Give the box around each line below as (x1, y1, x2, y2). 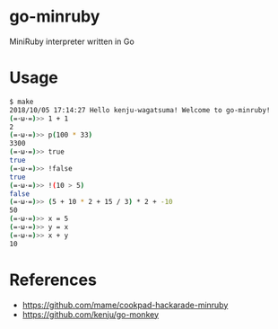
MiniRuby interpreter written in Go (9, 36, 135, 47)
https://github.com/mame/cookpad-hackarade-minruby (22, 299, 229, 310)
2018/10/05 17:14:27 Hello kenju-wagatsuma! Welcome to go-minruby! (9, 105, 271, 114)
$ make (9, 97, 34, 106)
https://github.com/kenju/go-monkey (22, 308, 160, 320)
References (9, 270, 97, 289)
